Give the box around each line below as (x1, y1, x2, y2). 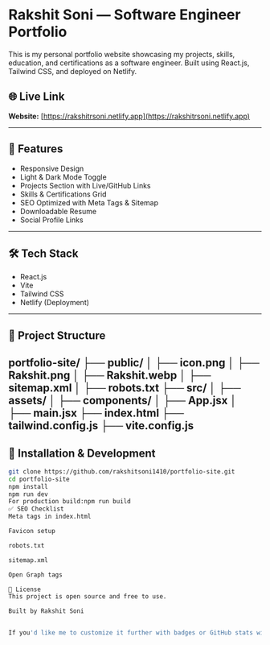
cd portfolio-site (8, 475, 70, 483)
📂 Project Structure (8, 329, 106, 342)
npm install (8, 482, 48, 490)
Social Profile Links (19, 215, 84, 225)
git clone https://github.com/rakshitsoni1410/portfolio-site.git (8, 467, 235, 476)
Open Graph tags (8, 570, 63, 579)
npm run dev (8, 490, 48, 498)
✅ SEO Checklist (8, 505, 64, 513)
